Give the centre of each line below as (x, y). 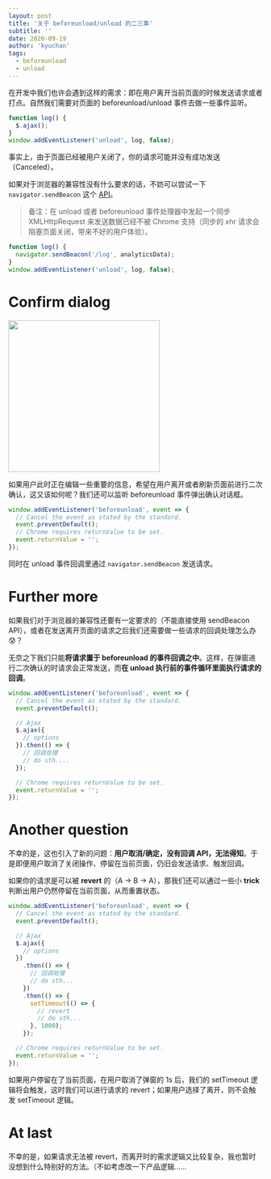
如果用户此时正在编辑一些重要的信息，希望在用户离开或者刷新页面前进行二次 (135, 484)
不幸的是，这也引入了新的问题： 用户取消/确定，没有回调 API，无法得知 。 (130, 853)
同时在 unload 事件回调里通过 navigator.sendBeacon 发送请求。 (113, 564)
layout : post (30, 16)
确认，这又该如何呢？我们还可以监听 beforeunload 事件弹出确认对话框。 (128, 494)
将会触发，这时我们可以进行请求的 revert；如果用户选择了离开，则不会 (132, 1089)
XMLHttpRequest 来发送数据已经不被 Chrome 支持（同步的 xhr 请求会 (144, 222)
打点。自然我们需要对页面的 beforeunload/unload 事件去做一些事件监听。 (130, 103)
